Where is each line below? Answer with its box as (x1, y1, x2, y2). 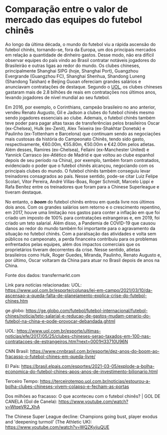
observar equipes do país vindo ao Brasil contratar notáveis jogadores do (5, 57, 156, 63)
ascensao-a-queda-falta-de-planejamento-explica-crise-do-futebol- (5, 292, 147, 298)
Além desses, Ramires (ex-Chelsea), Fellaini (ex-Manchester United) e (5, 146, 150, 152)
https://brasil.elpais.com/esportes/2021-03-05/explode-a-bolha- (21, 363, 155, 369)
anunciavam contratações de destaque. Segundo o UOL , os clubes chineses (5, 83, 163, 89)
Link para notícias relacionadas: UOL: (5, 281, 82, 288)
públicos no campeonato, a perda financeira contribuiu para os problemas (5, 236, 158, 242)
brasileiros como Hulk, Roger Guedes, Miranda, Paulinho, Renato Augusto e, (5, 251, 162, 258)
